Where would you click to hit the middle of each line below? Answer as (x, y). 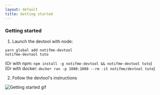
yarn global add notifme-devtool (39, 50)
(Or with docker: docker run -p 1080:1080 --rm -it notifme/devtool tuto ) (80, 68)
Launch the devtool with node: (42, 41)
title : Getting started (29, 14)
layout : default (21, 9)
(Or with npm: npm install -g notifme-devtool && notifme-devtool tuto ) (79, 63)
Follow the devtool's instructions (45, 78)
